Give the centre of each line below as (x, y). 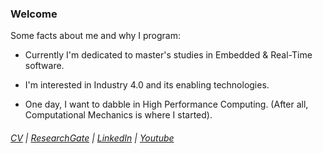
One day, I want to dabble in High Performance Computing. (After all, (166, 104)
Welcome (34, 14)
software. (44, 66)
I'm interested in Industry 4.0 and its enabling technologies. (147, 85)
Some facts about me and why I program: (96, 36)
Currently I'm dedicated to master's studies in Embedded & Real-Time (168, 55)
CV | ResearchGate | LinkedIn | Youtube (92, 138)
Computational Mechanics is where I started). (118, 115)
